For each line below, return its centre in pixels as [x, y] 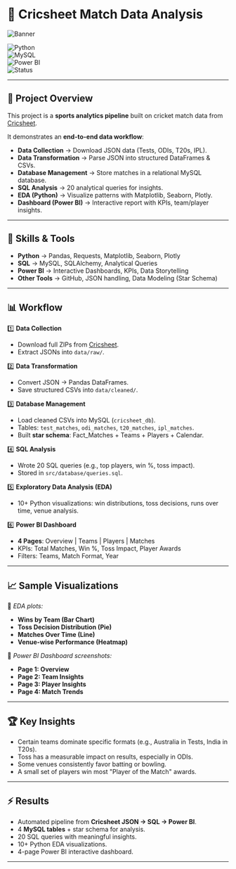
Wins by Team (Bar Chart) [56, 620]
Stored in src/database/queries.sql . [70, 473]
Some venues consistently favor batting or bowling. [92, 764]
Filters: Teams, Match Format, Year [68, 556]
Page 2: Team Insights [51, 677]
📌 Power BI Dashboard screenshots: [60, 656]
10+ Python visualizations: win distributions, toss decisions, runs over [118, 503]
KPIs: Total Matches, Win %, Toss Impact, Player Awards [99, 548]
